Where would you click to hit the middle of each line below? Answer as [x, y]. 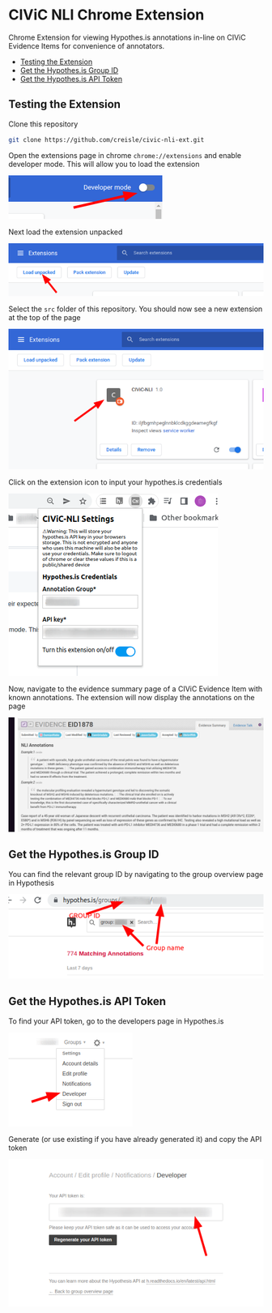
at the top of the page [45, 318]
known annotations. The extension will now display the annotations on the [132, 697]
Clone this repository [43, 124]
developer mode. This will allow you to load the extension [104, 164]
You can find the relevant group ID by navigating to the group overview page [136, 874]
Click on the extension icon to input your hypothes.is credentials [115, 482]
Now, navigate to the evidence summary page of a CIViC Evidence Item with [136, 689]
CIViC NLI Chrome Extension [106, 15]
